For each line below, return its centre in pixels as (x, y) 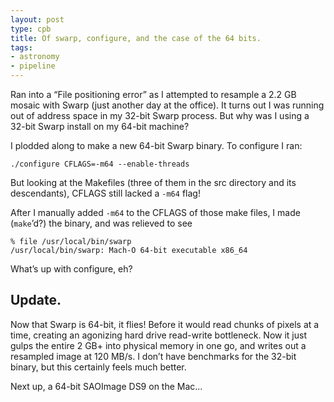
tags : (21, 47)
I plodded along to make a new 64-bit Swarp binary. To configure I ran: (156, 145)
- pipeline (33, 66)
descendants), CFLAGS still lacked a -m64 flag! (105, 193)
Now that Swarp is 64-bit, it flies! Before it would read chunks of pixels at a (165, 324)
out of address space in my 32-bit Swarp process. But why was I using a (160, 115)
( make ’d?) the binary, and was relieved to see (101, 223)
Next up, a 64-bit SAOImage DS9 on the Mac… (106, 386)
